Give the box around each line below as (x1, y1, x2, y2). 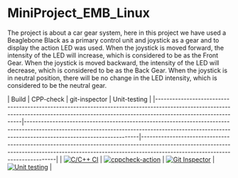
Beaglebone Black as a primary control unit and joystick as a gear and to (7, 35, 220, 44)
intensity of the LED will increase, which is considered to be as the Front (7, 51, 219, 60)
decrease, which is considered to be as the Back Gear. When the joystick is (7, 66, 228, 74)
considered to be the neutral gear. (7, 81, 107, 89)
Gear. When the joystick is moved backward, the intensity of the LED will (7, 58, 220, 67)
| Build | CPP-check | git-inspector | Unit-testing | (7, 94, 151, 104)
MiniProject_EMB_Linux (7, 5, 151, 21)
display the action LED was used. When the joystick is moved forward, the (7, 43, 225, 52)
